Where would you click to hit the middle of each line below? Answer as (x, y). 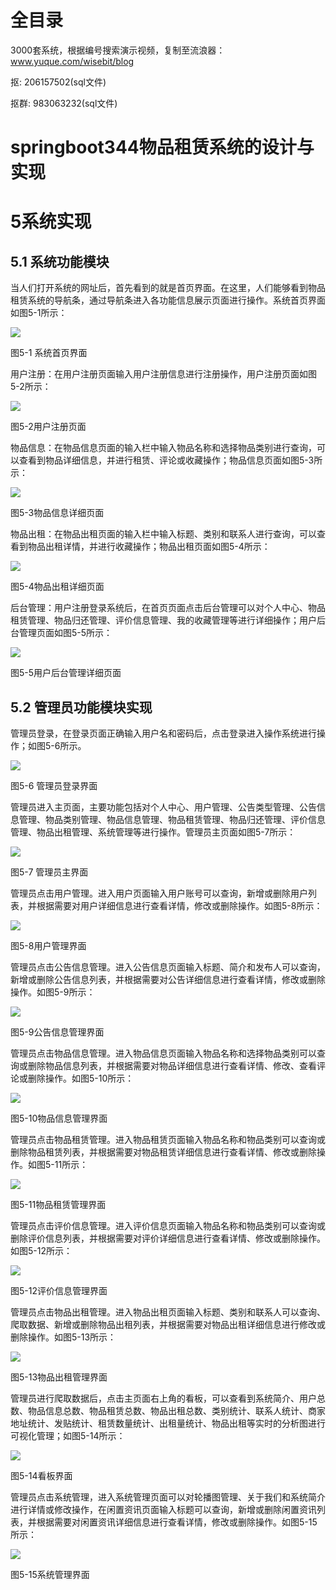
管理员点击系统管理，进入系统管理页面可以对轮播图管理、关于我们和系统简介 (168, 1497)
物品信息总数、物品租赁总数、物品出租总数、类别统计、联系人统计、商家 (176, 1410)
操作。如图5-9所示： (53, 992)
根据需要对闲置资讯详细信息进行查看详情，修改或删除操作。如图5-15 (177, 1522)
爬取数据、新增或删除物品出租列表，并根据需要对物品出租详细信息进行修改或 (168, 1324)
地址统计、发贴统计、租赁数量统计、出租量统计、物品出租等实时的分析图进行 (168, 1423)
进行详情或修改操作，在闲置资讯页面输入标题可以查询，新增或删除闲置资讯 (163, 1509)
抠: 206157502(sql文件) (58, 82)
